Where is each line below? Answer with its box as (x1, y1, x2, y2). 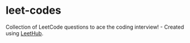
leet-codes (5, 4, 61, 17)
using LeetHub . (5, 29, 43, 36)
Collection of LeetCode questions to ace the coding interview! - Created (5, 23, 185, 30)
